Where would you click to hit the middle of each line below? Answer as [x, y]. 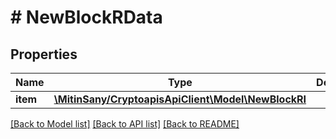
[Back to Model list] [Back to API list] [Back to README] [125, 124]
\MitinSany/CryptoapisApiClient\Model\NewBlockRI [180, 99]
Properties [44, 54]
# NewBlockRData [86, 17]
